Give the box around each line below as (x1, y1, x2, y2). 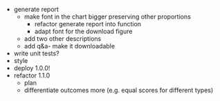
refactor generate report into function (34, 20, 142, 28)
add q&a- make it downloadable (24, 42, 116, 50)
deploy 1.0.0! (13, 64, 51, 72)
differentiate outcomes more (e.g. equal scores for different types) (24, 86, 214, 94)
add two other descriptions (24, 35, 102, 43)
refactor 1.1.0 (13, 71, 51, 80)
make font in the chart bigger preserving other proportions (24, 12, 192, 21)
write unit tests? (13, 49, 60, 57)
